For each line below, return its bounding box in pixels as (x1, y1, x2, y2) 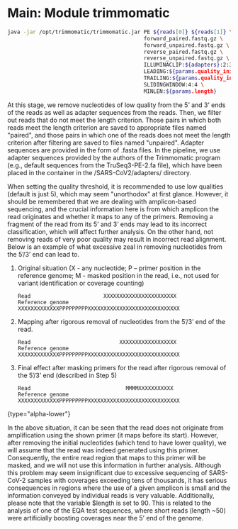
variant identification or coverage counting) (17, 279, 144, 287)
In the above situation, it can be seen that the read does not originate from (7, 423, 225, 432)
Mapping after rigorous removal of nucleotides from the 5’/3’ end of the (17, 317, 225, 325)
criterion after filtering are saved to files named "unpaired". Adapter (7, 138, 204, 147)
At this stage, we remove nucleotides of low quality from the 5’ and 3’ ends (7, 101, 226, 109)
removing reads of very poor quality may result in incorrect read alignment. (7, 235, 227, 243)
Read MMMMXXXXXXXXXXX (17, 384, 174, 391)
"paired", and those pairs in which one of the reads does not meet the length (7, 130, 231, 139)
